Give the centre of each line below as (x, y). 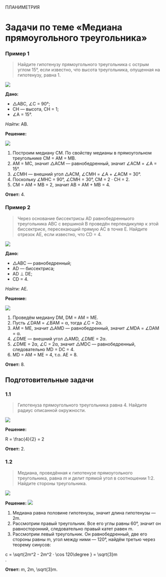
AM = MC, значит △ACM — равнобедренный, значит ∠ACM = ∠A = (84, 163)
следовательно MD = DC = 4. (43, 349)
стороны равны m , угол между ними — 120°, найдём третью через (84, 539)
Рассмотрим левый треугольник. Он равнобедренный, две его (80, 534)
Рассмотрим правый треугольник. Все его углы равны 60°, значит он (86, 523)
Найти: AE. (17, 288)
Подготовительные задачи (49, 380)
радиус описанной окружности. (51, 410)
